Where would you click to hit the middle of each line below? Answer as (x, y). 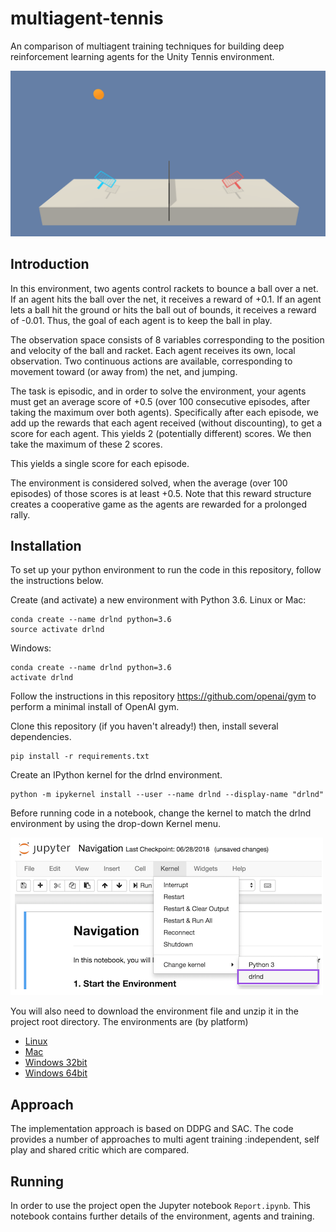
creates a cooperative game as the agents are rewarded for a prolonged (158, 504)
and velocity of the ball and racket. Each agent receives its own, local (153, 350)
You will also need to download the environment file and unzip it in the (154, 1011)
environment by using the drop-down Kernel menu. (115, 824)
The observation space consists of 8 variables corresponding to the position (167, 339)
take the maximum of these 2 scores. (86, 444)
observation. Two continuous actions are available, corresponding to (151, 361)
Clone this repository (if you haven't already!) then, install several (144, 726)
